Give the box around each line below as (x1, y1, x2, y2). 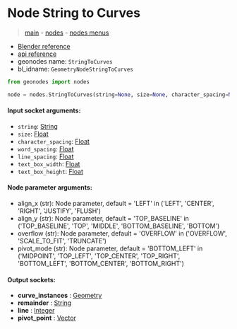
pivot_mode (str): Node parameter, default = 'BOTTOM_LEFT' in (17, 244, 203, 253)
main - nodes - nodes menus (24, 28, 109, 37)
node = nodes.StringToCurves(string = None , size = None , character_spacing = (7, 91, 229, 98)
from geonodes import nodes (7, 78, 90, 86)
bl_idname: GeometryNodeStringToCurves (17, 64, 134, 73)
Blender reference (17, 42, 71, 50)
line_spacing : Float (17, 152, 74, 161)
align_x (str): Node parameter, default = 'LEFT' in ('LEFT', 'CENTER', (17, 200, 215, 208)
